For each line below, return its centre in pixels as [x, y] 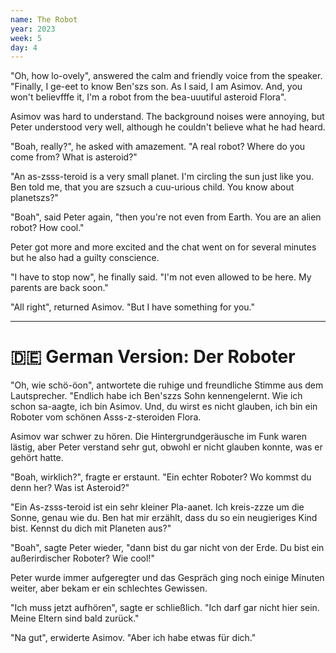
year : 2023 [33, 29]
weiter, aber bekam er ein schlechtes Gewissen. [109, 588]
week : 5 [26, 38]
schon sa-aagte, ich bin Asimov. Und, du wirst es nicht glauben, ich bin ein [164, 407]
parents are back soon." [59, 288]
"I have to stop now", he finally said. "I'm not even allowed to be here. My [161, 277]
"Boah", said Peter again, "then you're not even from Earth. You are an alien [166, 217]
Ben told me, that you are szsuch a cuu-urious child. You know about [152, 187]
